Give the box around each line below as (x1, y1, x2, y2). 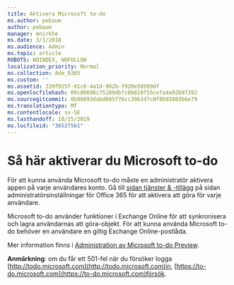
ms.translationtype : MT (7, 103, 78, 110)
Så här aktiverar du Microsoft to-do (7, 153, 218, 168)
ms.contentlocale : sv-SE (7, 109, 81, 116)
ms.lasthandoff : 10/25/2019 (7, 115, 90, 122)
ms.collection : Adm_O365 (7, 69, 81, 76)
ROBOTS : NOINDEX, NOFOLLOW (7, 57, 87, 64)
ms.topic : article (7, 50, 62, 57)
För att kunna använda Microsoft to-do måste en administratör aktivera (7, 176, 213, 185)
